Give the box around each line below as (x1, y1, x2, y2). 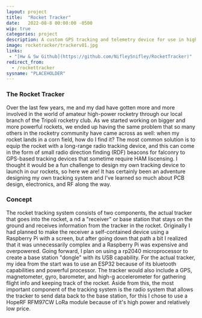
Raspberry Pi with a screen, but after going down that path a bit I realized (6, 234, 188, 242)
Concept (6, 195, 32, 204)
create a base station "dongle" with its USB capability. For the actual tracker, (6, 254, 195, 261)
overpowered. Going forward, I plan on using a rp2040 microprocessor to (6, 247, 188, 254)
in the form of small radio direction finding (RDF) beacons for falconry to (6, 148, 185, 156)
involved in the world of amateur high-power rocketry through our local (6, 110, 182, 117)
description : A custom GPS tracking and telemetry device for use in (6, 37, 185, 43)
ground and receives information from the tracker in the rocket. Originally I (6, 222, 191, 229)
